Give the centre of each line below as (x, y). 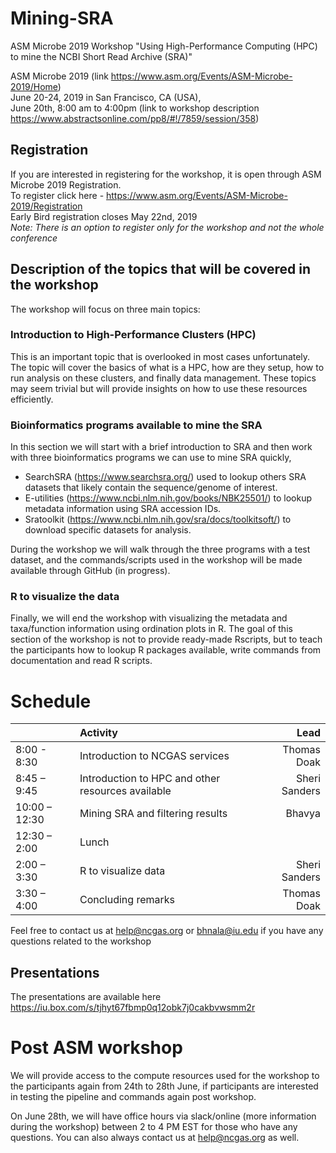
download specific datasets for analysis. (108, 530)
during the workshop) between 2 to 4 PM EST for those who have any (154, 1127)
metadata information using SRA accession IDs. (123, 509)
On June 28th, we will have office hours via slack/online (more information (163, 1116)
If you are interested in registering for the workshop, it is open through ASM (166, 174)
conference (34, 238)
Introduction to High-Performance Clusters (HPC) (133, 335)
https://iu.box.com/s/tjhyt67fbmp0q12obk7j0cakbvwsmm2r (133, 1008)
